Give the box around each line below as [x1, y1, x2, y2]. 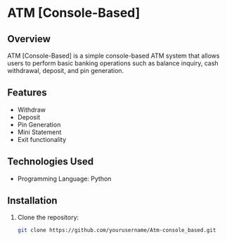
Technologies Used [7, 156, 93, 168]
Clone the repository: [17, 213, 79, 222]
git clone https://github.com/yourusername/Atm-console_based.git [17, 227, 216, 234]
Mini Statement [17, 128, 62, 136]
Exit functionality [17, 135, 67, 143]
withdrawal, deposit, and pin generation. [7, 67, 124, 74]
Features [7, 86, 47, 99]
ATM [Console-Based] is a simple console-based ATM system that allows [7, 51, 220, 60]
